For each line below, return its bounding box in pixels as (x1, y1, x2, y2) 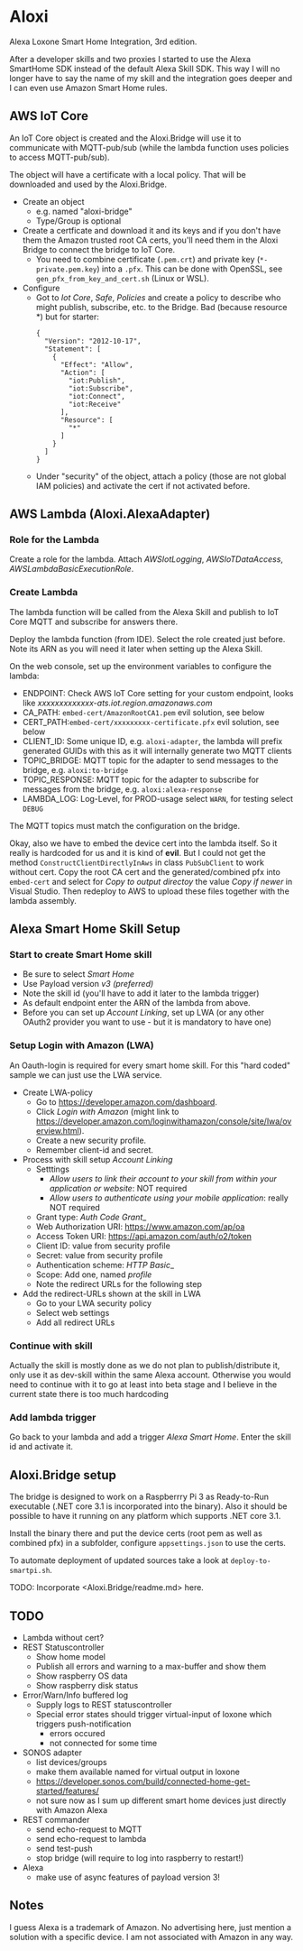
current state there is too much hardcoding (9, 1389, 169, 1400)
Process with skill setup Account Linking (22, 1154, 173, 1164)
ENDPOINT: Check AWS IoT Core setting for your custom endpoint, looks (22, 687, 294, 698)
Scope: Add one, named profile (35, 1269, 152, 1280)
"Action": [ (60, 368, 106, 377)
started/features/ (35, 1785, 99, 1796)
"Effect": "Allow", (60, 360, 133, 369)
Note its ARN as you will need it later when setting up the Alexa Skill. (9, 643, 263, 654)
